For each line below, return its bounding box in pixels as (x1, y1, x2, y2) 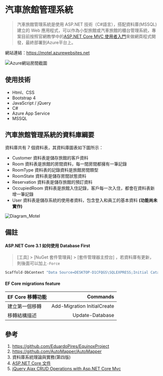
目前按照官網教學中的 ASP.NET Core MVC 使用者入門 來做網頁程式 (21, 33, 152, 39)
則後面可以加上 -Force (16, 260, 60, 266)
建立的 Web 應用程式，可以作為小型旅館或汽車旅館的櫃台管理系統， (16, 27, 152, 33)
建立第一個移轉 (7, 303, 42, 310)
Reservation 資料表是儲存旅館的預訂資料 (12, 179, 93, 185)
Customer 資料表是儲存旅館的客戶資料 (12, 155, 89, 160)
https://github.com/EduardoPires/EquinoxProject (12, 344, 109, 349)
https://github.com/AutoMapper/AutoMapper (12, 348, 102, 354)
